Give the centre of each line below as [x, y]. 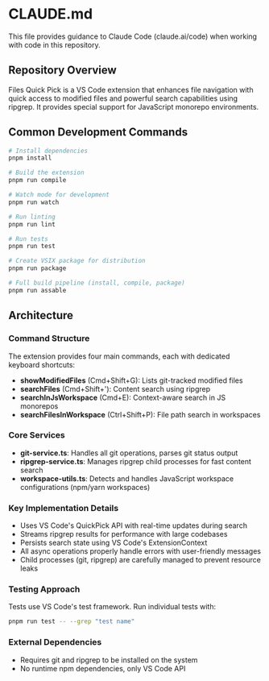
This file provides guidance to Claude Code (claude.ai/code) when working [133, 36]
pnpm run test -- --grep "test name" [72, 621]
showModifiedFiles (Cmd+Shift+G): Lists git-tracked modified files [131, 380]
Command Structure [49, 338]
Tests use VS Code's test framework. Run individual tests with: [112, 607]
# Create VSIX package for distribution [77, 261]
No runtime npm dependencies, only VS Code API [103, 668]
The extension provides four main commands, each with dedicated [119, 356]
